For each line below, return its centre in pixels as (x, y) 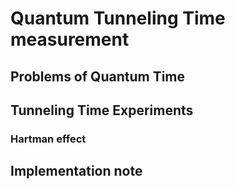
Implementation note (76, 171)
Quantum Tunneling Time (118, 18)
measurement (70, 39)
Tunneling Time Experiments (102, 110)
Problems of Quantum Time (98, 76)
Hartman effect (48, 139)
